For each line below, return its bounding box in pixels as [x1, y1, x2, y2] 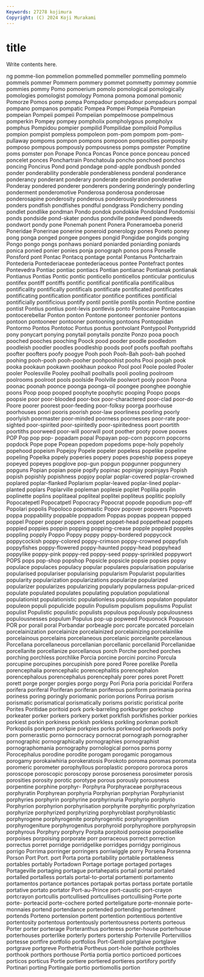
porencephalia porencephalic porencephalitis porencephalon [6, 667, 159, 674]
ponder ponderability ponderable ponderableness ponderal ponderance [6, 170, 186, 177]
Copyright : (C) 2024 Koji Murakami [6, 15, 97, 21]
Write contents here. [6, 61, 58, 68]
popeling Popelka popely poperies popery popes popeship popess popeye [6, 454, 193, 461]
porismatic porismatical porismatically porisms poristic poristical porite [6, 699, 184, 706]
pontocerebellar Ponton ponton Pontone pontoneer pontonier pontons [6, 311, 182, 319]
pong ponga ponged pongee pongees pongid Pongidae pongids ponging [6, 234, 189, 241]
